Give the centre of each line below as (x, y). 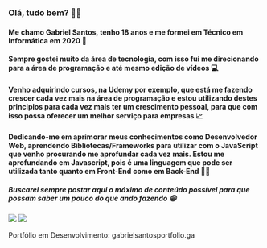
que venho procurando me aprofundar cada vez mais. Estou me (117, 154)
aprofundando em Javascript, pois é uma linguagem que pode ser (121, 163)
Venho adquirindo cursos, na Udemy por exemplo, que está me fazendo (131, 89)
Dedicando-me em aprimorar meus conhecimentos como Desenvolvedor (133, 137)
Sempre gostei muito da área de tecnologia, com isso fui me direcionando (133, 59)
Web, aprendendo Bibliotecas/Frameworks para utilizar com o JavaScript (133, 146)
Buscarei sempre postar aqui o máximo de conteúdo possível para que (129, 189)
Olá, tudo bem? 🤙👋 (45, 13)
